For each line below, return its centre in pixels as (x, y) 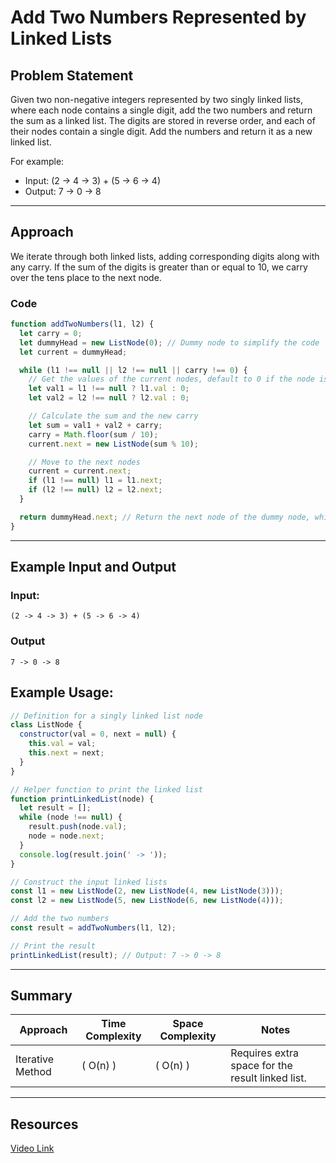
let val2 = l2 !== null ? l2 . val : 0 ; (109, 398)
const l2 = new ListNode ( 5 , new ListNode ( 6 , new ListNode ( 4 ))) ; (147, 901)
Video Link (32, 1148)
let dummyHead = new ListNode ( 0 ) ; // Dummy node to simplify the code (169, 342)
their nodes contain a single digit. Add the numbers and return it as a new (161, 131)
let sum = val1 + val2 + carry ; (95, 425)
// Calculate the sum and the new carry (113, 416)
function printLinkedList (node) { (82, 799)
